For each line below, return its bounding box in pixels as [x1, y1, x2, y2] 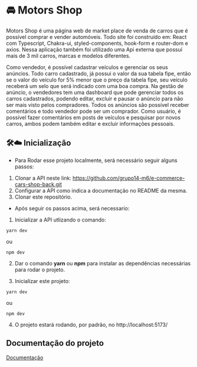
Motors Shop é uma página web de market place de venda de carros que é [6, 27, 188, 34]
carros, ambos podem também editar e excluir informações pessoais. [6, 120, 175, 127]
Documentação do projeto [6, 338, 104, 348]
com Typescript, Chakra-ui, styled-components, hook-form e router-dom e [6, 40, 189, 47]
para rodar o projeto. [14, 266, 65, 273]
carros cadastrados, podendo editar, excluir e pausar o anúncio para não [6, 95, 183, 102]
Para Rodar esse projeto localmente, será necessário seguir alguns [14, 157, 178, 164]
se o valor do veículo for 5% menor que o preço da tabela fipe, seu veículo [6, 76, 188, 83]
